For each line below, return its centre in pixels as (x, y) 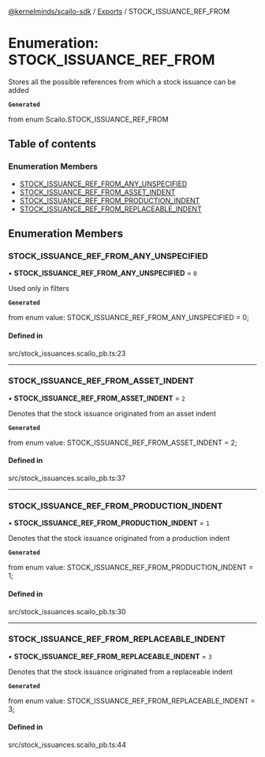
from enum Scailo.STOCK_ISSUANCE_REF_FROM (88, 119)
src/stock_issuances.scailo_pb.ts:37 (67, 478)
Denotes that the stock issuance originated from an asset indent (112, 413)
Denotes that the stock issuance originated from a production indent (119, 539)
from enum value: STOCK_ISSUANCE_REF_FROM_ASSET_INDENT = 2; (123, 442)
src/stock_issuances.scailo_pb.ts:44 (67, 745)
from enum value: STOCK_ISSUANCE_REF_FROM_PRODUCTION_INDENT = (131, 568)
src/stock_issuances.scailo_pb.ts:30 (67, 611)
